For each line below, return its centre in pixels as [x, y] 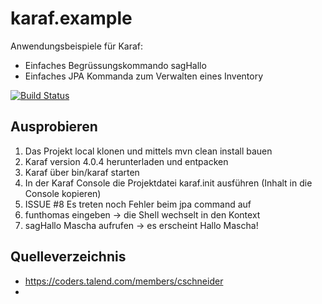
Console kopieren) [63, 193]
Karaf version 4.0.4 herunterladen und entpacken [126, 161]
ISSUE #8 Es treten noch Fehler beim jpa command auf [138, 204]
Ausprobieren [54, 127]
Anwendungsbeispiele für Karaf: [77, 46]
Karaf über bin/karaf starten [82, 172]
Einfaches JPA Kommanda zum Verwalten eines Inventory [144, 76]
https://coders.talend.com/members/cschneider [124, 281]
